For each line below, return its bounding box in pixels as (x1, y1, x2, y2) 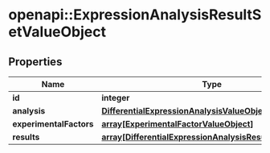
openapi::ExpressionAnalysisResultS (8, 6, 262, 24)
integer (101, 93, 130, 103)
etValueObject (8, 23, 107, 41)
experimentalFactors (12, 118, 94, 130)
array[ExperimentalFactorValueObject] (101, 118, 254, 130)
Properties (8, 55, 63, 68)
